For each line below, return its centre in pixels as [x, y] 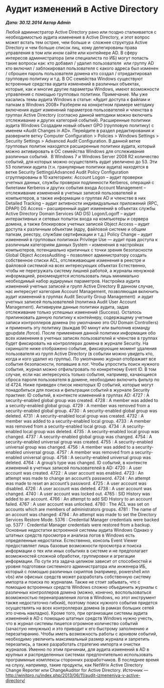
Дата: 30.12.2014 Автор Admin [38, 22]
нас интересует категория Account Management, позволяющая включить [82, 291]
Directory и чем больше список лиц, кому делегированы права [71, 47]
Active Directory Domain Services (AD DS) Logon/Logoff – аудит [71, 213]
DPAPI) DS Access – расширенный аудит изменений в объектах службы [81, 208]
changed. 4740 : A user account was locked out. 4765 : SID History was [78, 494]
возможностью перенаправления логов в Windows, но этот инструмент [81, 597]
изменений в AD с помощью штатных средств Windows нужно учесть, [79, 618]
